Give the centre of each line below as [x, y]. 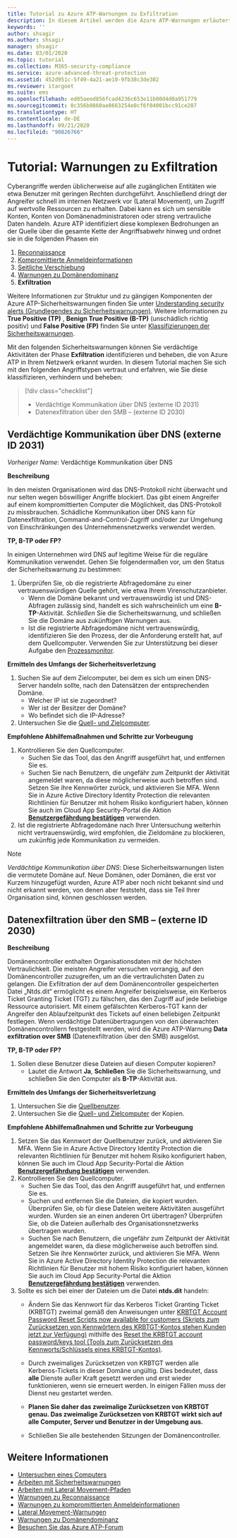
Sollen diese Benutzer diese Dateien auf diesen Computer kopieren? [117, 1063]
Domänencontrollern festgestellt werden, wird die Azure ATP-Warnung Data [117, 1029]
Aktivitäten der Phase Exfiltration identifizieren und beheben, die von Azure [117, 355]
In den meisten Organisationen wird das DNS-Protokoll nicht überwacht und [117, 490]
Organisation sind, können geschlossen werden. [77, 897]
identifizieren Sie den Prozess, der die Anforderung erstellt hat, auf [125, 636]
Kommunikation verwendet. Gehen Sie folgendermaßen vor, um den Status [116, 562]
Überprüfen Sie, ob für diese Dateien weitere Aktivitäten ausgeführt [126, 1208]
